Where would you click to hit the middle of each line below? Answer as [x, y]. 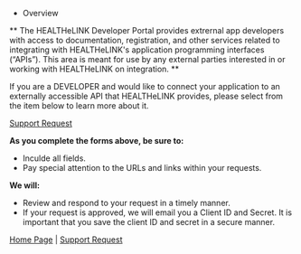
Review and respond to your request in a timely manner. [126, 203]
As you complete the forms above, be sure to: [97, 141]
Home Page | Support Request [66, 240]
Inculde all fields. [54, 158]
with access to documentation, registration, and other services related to [145, 40]
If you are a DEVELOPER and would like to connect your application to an [145, 86]
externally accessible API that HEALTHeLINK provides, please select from [146, 96]
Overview [40, 13]
